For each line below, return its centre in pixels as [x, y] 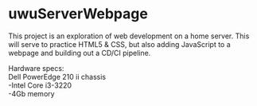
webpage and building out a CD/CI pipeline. [80, 53]
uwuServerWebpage [78, 14]
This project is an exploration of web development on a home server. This [129, 36]
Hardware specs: [36, 68]
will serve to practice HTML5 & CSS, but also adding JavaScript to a [119, 44]
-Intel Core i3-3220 [40, 85]
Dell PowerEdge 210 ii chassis [57, 77]
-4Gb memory [31, 93]
